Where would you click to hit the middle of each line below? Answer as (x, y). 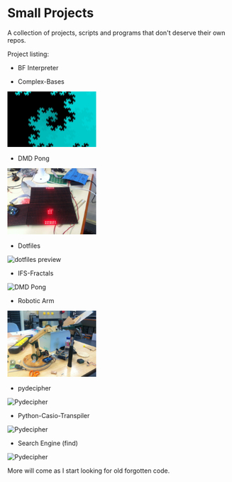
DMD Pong (33, 158)
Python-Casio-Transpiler (54, 416)
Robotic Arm (36, 301)
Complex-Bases (41, 81)
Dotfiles (29, 246)
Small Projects (51, 13)
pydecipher (34, 388)
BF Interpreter (38, 67)
